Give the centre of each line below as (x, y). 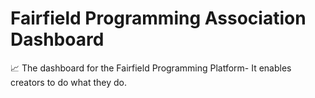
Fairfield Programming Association (158, 18)
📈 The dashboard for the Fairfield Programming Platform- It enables (151, 68)
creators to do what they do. (68, 82)
